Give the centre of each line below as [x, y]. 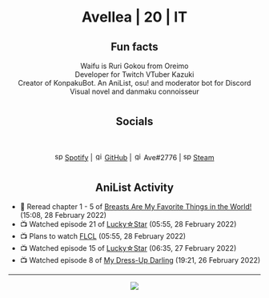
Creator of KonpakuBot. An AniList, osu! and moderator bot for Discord [134, 83]
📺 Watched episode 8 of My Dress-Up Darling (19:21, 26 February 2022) [140, 260]
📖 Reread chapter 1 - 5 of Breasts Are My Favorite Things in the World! [136, 207]
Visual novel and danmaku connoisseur [134, 91]
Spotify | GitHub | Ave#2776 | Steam [139, 157]
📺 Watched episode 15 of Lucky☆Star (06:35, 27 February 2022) [128, 248]
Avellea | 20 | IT [134, 17]
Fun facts [134, 47]
